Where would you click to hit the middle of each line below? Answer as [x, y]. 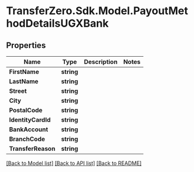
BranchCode [27, 139]
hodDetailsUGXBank [57, 23]
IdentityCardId [30, 120]
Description [101, 62]
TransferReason [32, 149]
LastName [24, 81]
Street [18, 91]
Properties [26, 45]
